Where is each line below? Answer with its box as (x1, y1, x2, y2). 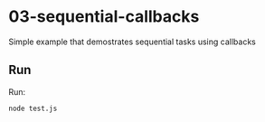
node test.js (8, 104, 58, 113)
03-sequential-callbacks (8, 6, 200, 27)
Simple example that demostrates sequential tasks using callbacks (8, 36, 257, 47)
